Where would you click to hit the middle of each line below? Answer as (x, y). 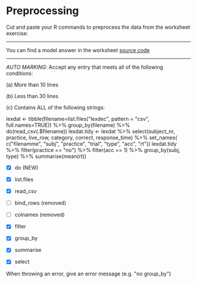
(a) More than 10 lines (32, 85)
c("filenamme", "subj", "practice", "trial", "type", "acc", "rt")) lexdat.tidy (91, 144)
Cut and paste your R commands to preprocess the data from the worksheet (98, 27)
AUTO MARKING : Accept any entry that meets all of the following (84, 67)
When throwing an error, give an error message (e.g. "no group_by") (89, 274)
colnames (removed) (40, 215)
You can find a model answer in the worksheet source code (78, 50)
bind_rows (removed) (40, 203)
